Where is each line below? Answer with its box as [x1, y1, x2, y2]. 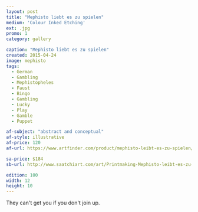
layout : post [6, 8, 38, 15]
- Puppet [11, 118, 33, 124]
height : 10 [6, 183, 33, 189]
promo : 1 [6, 31, 28, 37]
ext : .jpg [6, 25, 31, 31]
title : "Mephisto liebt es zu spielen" [6, 14, 104, 20]
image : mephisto [6, 57, 46, 64]
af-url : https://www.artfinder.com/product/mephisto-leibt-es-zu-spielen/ [6, 145, 194, 151]
